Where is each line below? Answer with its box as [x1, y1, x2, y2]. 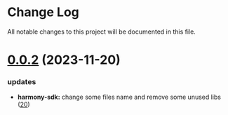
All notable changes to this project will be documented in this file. [7, 27, 196, 36]
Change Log [7, 4, 79, 20]
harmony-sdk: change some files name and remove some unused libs [17, 93, 222, 102]
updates [7, 77, 36, 87]
